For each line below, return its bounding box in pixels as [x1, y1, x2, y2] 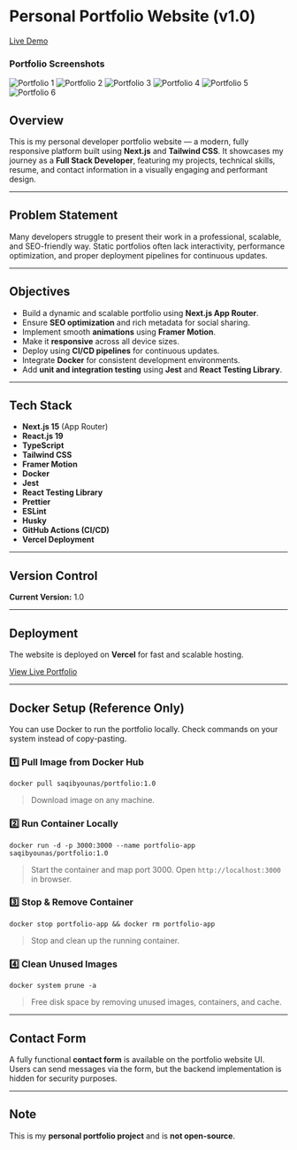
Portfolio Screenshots [9, 58, 105, 70]
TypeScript [21, 440, 65, 451]
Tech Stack [9, 398, 72, 413]
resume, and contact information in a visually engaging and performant [9, 165, 268, 175]
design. [9, 174, 37, 185]
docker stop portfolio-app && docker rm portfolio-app [9, 919, 216, 929]
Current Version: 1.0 [9, 591, 85, 603]
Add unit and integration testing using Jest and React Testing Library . [21, 364, 283, 374]
